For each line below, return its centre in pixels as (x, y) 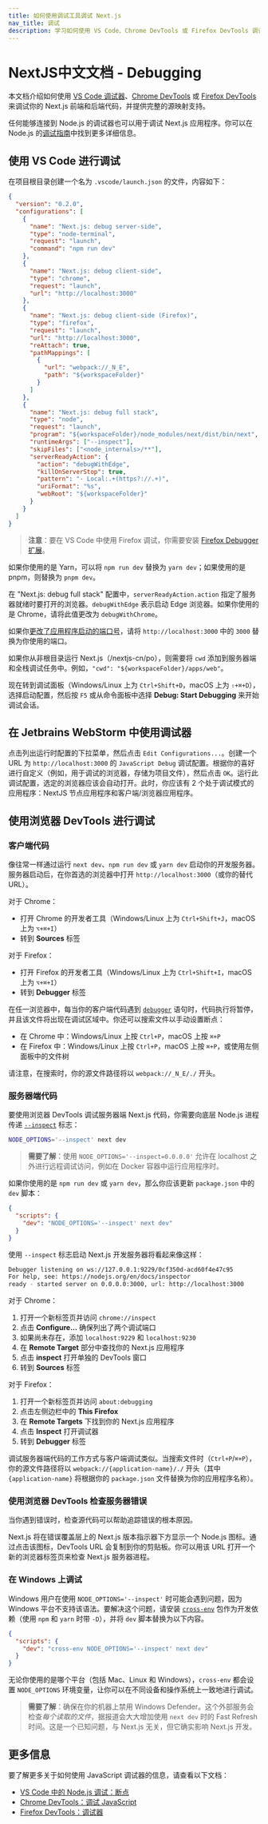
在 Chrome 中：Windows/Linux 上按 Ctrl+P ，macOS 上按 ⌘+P (120, 1036)
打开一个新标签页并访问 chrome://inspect (88, 1318)
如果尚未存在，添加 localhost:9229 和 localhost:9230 (108, 1338)
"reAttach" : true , (60, 345)
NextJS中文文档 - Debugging (105, 72)
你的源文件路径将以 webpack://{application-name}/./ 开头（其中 (114, 1468)
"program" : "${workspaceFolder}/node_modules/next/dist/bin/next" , (144, 435)
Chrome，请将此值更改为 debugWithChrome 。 (89, 614)
